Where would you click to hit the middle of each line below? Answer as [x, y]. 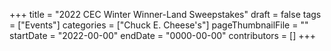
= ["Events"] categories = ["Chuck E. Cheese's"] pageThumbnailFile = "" [159, 25]
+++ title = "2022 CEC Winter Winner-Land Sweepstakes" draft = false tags [165, 14]
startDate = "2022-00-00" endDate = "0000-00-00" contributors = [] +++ [163, 35]
